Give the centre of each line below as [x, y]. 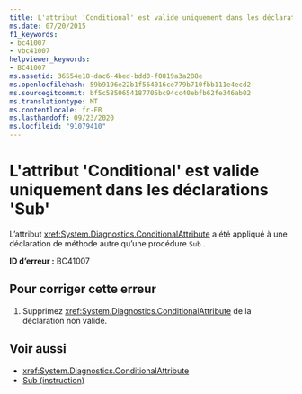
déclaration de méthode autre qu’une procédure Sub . [107, 243]
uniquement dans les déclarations [139, 190]
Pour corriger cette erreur [83, 289]
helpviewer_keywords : [50, 59]
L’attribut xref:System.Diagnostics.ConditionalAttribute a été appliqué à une [148, 234]
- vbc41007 [30, 51]
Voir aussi [38, 349]
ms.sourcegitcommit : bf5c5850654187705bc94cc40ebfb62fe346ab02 [130, 93]
